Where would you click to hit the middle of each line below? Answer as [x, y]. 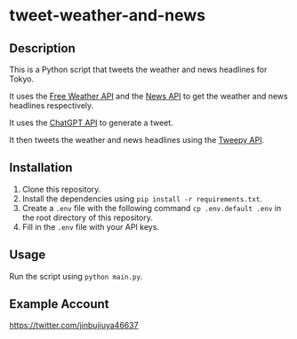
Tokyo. [22, 79]
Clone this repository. [61, 189]
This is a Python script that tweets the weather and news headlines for [138, 69]
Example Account [59, 304]
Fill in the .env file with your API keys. [91, 226]
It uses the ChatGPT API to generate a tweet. [91, 122]
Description [42, 48]
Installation [41, 168]
